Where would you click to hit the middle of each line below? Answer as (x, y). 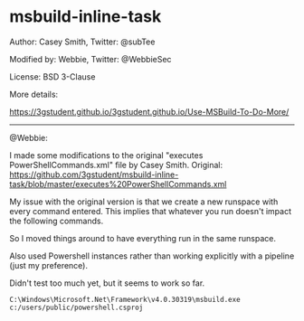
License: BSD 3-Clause (52, 76)
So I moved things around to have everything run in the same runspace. (143, 238)
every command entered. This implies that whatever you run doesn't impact (151, 211)
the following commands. (57, 221)
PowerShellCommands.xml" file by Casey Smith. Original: (116, 165)
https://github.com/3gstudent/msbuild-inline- (94, 175)
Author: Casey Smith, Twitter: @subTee (82, 42)
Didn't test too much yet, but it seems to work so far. (107, 283)
